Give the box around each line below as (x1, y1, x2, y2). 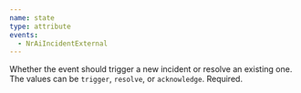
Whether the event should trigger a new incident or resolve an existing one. (9, 64, 293, 75)
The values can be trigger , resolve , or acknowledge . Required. (9, 74, 244, 85)
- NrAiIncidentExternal (17, 38, 108, 48)
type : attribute (9, 22, 71, 31)
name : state (9, 13, 55, 23)
